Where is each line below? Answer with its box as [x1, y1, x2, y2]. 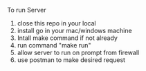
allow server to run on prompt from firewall [17, 48, 140, 57]
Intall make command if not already [17, 34, 118, 42]
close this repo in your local [17, 19, 96, 27]
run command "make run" [17, 41, 91, 49]
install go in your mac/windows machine [17, 27, 133, 34]
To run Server [7, 6, 46, 14]
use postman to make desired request [17, 56, 126, 64]
